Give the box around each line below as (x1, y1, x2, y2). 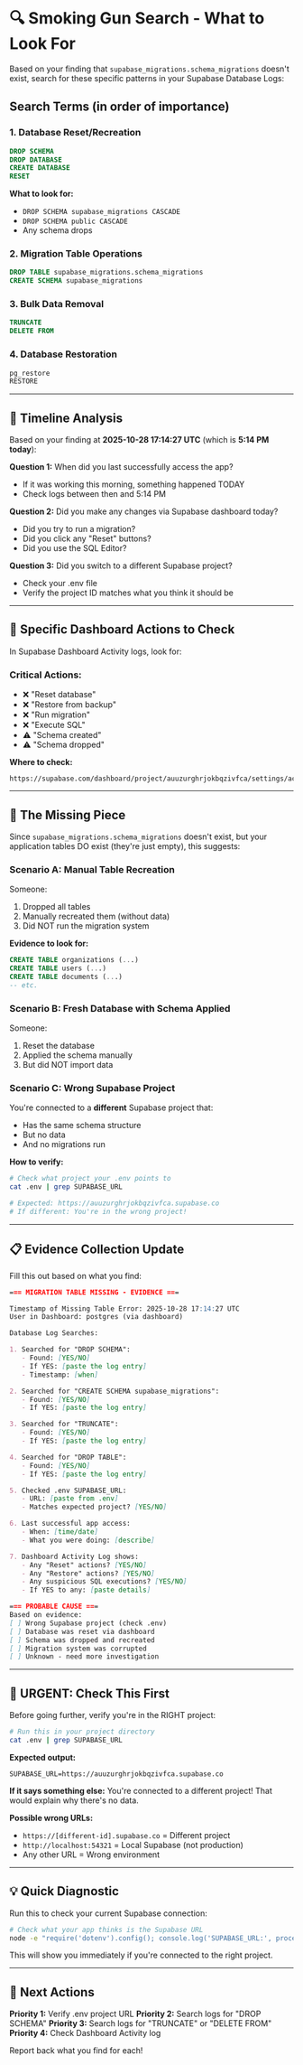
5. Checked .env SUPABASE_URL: (9, 1486, 127, 1495)
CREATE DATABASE (9, 164, 70, 173)
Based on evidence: (9, 1611, 83, 1620)
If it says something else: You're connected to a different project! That (9, 1785, 272, 1796)
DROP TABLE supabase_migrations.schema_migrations (9, 268, 204, 277)
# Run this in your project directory (9, 1727, 155, 1736)
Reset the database (22, 1041, 95, 1051)
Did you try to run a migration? (22, 524, 136, 535)
